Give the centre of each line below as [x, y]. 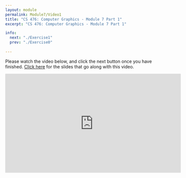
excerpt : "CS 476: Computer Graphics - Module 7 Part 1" [66, 24]
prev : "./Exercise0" [31, 42]
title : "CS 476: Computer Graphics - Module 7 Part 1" [64, 19]
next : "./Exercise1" [31, 38]
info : [11, 33]
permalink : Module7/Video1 [33, 15]
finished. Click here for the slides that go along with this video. [70, 66]
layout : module [21, 10]
